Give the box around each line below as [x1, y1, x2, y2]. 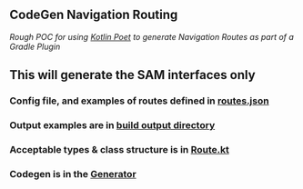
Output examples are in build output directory [9, 119, 216, 132]
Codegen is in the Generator [9, 167, 136, 180]
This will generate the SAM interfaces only [9, 67, 257, 83]
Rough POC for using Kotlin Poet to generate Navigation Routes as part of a [9, 31, 294, 42]
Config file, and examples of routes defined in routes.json [9, 94, 270, 107]
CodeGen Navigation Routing [9, 7, 178, 23]
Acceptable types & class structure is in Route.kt [9, 143, 229, 155]
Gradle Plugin [9, 41, 61, 52]
